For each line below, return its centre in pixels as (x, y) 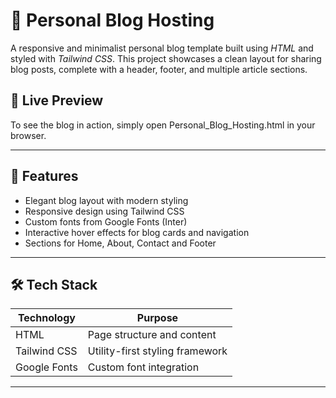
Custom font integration (143, 367)
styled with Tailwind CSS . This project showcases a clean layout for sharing (166, 58)
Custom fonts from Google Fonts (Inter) (106, 221)
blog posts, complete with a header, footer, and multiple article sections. (159, 69)
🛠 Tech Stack (54, 284)
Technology (46, 318)
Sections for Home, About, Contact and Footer (120, 243)
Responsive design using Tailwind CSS (104, 211)
